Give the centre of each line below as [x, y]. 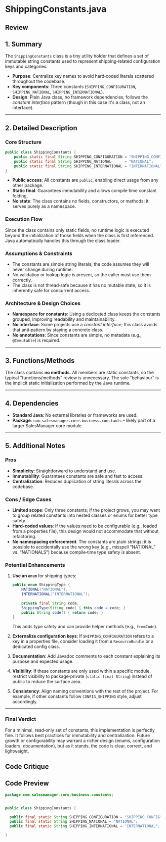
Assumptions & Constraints [39, 253]
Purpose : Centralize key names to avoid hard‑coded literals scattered [83, 76]
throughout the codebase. [39, 81]
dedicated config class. [36, 646]
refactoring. [24, 536]
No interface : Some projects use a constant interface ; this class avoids [85, 325]
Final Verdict [21, 719]
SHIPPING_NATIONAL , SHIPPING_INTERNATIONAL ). [58, 92]
